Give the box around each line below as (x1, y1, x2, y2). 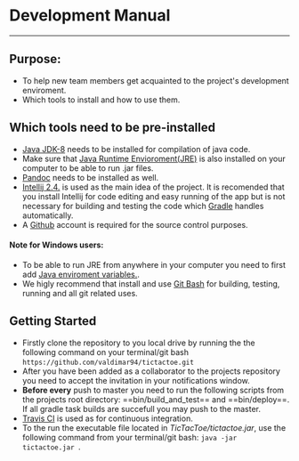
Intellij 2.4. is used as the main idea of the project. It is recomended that (21, 182, 285, 192)
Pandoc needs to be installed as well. (21, 172, 159, 182)
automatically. (21, 210, 74, 221)
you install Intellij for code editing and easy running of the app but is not (21, 190, 286, 201)
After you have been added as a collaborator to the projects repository (21, 366, 280, 376)
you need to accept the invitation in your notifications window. (21, 375, 251, 385)
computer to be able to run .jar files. (21, 162, 154, 174)
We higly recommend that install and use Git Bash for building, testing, (21, 278, 280, 289)
